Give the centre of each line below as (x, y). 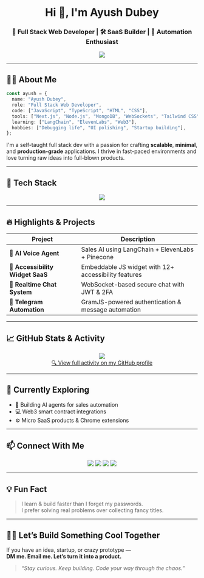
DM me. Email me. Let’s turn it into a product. (64, 556)
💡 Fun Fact (27, 489)
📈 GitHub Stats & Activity (56, 339)
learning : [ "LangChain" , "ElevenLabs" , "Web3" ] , (74, 122)
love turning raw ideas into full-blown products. (66, 158)
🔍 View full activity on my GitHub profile (102, 363)
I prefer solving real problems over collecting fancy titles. (92, 510)
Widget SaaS (29, 274)
